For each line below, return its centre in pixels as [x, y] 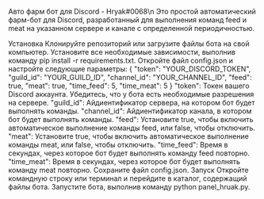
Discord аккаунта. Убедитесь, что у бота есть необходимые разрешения [131, 94]
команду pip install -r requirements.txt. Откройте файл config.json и [121, 60]
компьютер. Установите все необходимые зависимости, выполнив [122, 52]
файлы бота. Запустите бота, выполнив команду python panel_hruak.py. [129, 187]
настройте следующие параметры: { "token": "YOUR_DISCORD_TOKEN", [130, 69]
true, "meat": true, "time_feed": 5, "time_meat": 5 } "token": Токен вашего [129, 86]
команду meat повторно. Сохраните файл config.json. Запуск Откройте [128, 170]
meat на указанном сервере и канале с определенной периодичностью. [132, 28]
